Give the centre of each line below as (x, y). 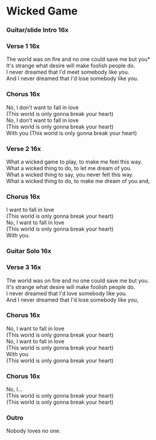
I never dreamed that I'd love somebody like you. (67, 293)
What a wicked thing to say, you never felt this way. (70, 174)
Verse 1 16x (23, 46)
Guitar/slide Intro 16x (38, 30)
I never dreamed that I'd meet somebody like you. (68, 72)
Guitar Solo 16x (29, 251)
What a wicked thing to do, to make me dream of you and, (78, 181)
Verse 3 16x (24, 267)
